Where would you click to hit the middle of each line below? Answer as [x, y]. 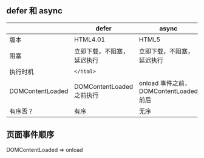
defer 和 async [34, 11]
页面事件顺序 [30, 135]
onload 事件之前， [165, 83]
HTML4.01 [89, 39]
